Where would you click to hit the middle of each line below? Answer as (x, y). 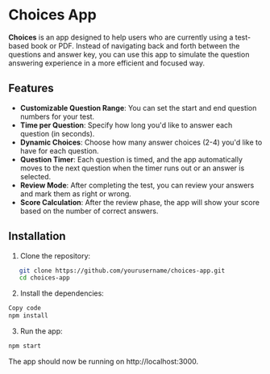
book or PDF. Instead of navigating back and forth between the (135, 45)
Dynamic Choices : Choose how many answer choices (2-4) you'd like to (141, 142)
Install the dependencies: (62, 293)
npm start (25, 346)
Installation (37, 236)
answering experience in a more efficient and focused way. (107, 63)
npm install (28, 316)
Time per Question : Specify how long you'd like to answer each (126, 125)
